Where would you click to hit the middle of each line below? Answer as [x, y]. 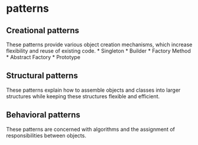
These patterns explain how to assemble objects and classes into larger [93, 90]
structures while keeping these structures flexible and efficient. [83, 96]
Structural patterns [42, 76]
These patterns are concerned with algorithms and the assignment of [91, 129]
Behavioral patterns [43, 115]
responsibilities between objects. [46, 136]
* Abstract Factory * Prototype [43, 57]
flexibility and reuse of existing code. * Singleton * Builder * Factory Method [98, 51]
